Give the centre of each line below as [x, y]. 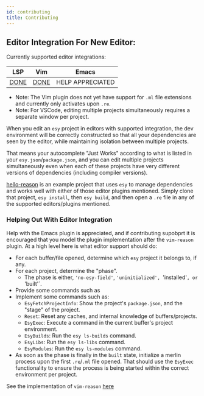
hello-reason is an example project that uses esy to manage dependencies [100, 185]
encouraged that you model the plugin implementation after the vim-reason [100, 239]
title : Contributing [33, 18]
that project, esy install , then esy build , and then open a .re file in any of [100, 197]
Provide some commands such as [58, 290]
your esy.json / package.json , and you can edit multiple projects [85, 160]
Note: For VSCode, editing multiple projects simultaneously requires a [103, 110]
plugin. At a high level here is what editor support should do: [82, 246]
